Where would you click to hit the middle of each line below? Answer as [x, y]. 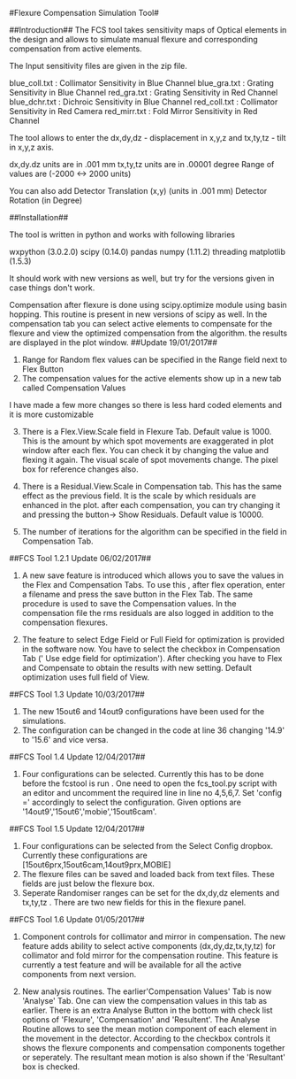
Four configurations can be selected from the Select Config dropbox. [148, 846]
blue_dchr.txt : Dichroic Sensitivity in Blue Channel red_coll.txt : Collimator [144, 102]
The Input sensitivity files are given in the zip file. [99, 66]
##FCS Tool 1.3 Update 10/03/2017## [77, 694]
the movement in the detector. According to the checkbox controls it [146, 1038]
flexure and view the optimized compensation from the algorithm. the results [148, 333]
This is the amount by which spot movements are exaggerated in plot [148, 441]
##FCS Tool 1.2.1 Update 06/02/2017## [80, 558]
